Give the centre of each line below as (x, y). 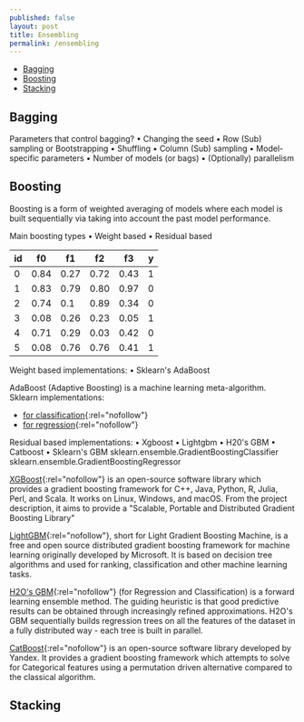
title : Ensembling (44, 35)
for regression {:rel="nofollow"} (80, 425)
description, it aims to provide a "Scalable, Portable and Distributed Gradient (152, 508)
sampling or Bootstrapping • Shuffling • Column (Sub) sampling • (132, 149)
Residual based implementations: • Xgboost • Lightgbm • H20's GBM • (143, 442)
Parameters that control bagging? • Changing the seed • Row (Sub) (136, 139)
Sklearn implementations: (57, 397)
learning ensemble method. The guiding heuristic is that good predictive (144, 601)
